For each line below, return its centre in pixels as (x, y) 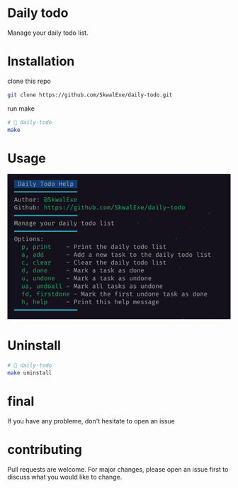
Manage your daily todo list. (48, 33)
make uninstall (30, 373)
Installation (41, 61)
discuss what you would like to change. (65, 477)
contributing (45, 449)
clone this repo (29, 81)
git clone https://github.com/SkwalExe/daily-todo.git (90, 95)
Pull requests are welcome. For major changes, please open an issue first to (118, 469)
